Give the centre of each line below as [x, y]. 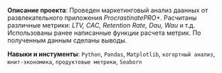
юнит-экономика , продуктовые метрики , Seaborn [75, 62]
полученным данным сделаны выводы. [67, 40]
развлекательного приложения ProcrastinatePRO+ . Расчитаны [102, 18]
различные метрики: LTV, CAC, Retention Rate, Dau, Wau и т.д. [101, 25]
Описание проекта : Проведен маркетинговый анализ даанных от [108, 10]
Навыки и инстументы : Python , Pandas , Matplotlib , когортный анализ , [111, 54]
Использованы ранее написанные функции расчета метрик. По [104, 33]
